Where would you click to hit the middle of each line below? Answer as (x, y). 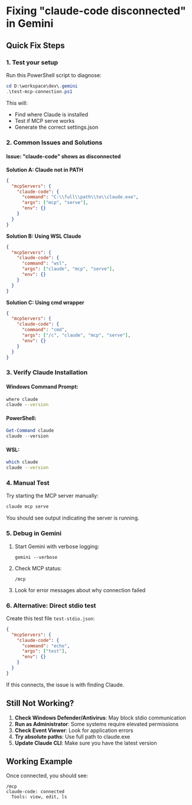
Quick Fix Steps (35, 45)
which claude (22, 462)
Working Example (39, 761)
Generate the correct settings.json (56, 127)
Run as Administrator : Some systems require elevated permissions (97, 724)
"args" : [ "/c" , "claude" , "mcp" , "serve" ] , (76, 335)
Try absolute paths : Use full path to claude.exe (72, 736)
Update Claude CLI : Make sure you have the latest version (86, 743)
